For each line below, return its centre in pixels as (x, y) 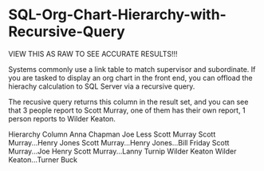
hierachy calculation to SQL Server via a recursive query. (102, 86)
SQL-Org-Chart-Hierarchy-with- (118, 15)
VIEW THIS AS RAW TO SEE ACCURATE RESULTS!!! (93, 54)
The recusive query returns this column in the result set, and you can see (128, 101)
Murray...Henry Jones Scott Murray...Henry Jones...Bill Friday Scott (119, 142)
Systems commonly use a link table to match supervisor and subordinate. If (132, 69)
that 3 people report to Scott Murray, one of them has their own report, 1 (127, 110)
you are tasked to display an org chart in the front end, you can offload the (130, 78)
